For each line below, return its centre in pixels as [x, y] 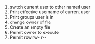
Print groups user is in [32, 17]
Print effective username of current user [50, 12]
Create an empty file [30, 27]
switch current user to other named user [50, 7]
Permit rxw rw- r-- [28, 37]
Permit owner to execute [34, 32]
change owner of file [30, 22]
